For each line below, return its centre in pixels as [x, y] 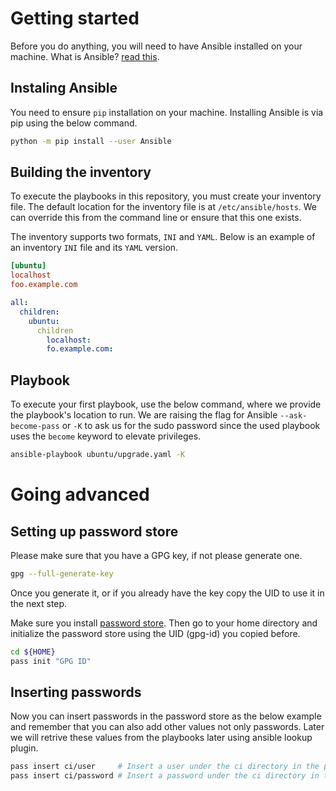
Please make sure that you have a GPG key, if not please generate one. [156, 555]
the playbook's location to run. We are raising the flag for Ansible [144, 415]
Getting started [75, 18]
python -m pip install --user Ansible [91, 141]
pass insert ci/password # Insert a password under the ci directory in [165, 776]
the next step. [39, 603]
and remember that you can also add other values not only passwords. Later [167, 727]
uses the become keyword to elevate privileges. [106, 436]
